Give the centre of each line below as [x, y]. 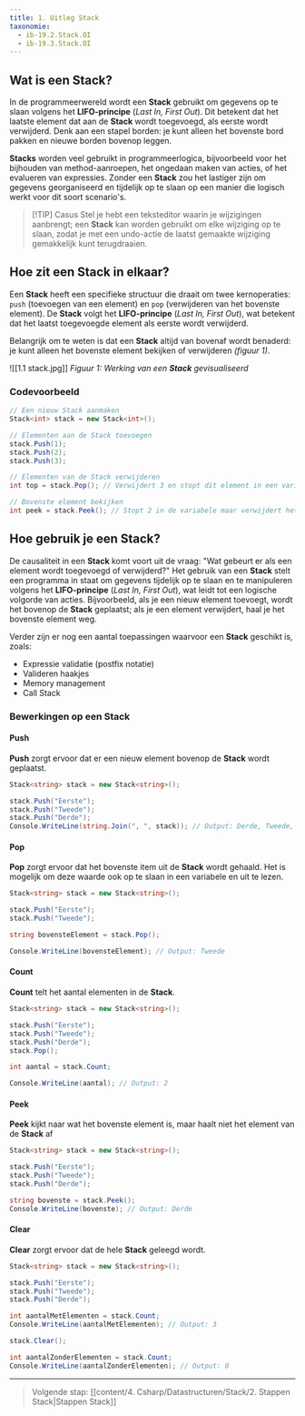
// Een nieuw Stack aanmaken [64, 410]
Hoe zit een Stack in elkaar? [89, 273]
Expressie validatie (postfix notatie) [88, 663]
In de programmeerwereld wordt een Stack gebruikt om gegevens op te [144, 102]
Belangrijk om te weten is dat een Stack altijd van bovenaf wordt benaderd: [150, 340]
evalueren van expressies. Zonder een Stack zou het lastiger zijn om [138, 177]
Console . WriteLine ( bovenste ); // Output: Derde [101, 1209]
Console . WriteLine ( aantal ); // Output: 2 [89, 1084]
